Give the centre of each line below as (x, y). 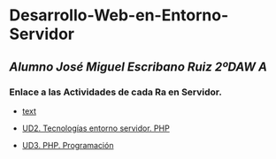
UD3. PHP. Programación (68, 145)
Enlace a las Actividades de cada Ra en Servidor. (116, 92)
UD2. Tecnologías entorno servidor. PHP (96, 128)
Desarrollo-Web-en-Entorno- (119, 15)
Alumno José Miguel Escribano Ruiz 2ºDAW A (138, 67)
